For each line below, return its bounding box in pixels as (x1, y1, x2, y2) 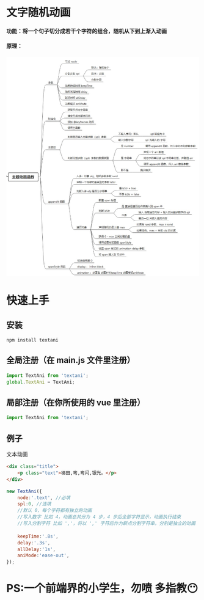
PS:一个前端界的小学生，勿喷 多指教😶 (6, 582, 199, 596)
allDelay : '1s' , (17, 546, 56, 552)
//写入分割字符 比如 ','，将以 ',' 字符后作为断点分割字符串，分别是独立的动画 (17, 521, 196, 527)
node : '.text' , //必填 (17, 494, 71, 501)
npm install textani (6, 337, 59, 343)
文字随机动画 (6, 5, 71, 20)
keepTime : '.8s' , (17, 533, 59, 540)
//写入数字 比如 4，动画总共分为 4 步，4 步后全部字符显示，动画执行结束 (17, 514, 181, 520)
